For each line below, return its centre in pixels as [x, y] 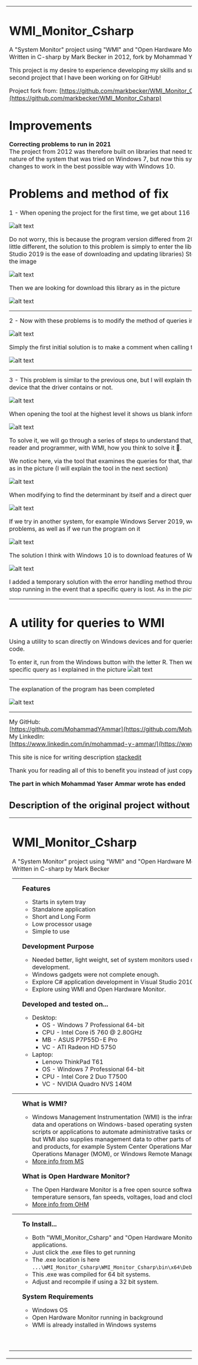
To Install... [39, 1224]
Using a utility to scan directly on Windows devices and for [90, 641]
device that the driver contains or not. [61, 387]
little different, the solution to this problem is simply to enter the [96, 246]
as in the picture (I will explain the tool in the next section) [89, 468]
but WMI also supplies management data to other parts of [112, 1139]
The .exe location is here [66, 1260]
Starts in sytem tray [59, 902]
